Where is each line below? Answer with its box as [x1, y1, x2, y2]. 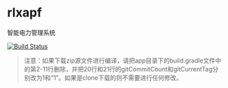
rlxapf [7, 5, 43, 21]
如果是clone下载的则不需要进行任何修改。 [64, 74, 183, 82]
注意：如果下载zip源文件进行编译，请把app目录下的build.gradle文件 [23, 56, 216, 65]
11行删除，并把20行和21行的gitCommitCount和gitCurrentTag [42, 65, 213, 73]
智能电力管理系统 [7, 28, 56, 36]
